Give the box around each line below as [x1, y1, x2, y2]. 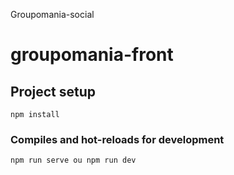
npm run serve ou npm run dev [10, 155, 137, 166]
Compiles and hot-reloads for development [10, 132, 225, 146]
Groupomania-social [10, 9, 95, 20]
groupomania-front [10, 44, 174, 66]
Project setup [10, 83, 97, 100]
